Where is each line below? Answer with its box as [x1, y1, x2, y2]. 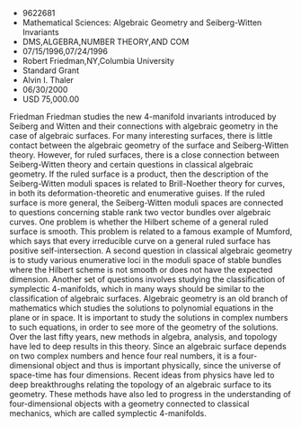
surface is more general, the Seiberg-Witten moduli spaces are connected [9, 197, 284, 208]
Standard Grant [22, 65, 79, 76]
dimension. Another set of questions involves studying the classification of [9, 274, 286, 285]
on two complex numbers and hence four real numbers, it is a [9, 350, 237, 361]
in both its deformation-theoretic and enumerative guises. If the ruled [9, 188, 265, 198]
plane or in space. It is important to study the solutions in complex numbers [9, 313, 288, 323]
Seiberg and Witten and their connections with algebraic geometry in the [9, 121, 279, 132]
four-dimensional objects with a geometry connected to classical [9, 398, 250, 409]
